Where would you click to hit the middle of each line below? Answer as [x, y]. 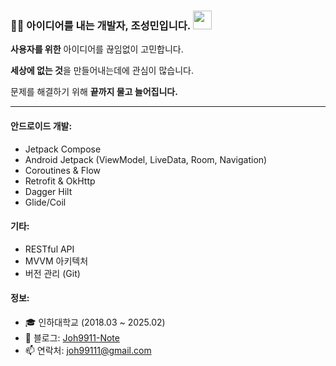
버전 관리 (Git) [52, 273]
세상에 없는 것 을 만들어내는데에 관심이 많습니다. [102, 71]
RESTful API [49, 249]
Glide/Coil [45, 202]
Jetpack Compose [63, 149]
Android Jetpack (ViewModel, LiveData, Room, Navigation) [146, 159]
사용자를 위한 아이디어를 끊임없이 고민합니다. [97, 49]
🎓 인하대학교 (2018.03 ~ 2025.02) [95, 322]
